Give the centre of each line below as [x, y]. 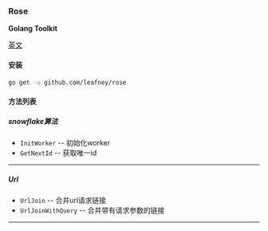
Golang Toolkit [33, 29]
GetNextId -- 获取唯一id [58, 153]
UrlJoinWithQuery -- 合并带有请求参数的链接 [92, 210]
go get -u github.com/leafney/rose [67, 82]
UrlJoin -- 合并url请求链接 [63, 200]
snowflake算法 [33, 121]
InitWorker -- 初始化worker [65, 142]
